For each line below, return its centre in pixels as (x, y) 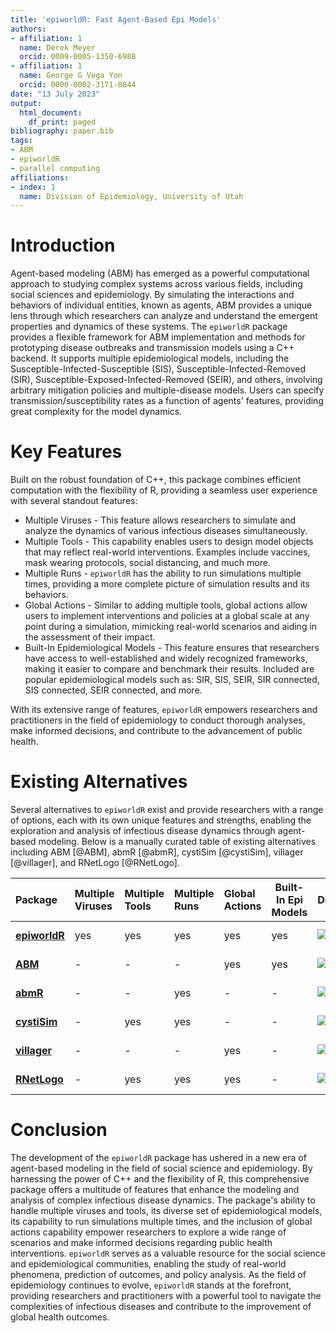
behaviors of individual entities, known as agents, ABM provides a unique (161, 305)
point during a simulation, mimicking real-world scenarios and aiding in (171, 627)
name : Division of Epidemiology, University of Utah (131, 196)
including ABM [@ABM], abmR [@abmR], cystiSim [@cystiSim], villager (157, 852)
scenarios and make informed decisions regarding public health (141, 1242)
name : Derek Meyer (58, 47)
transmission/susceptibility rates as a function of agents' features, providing (167, 401)
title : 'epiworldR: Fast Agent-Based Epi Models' (116, 19)
